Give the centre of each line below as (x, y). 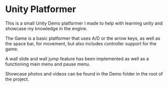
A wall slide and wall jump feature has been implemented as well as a (77, 58)
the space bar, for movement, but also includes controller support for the (81, 43)
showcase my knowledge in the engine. (46, 28)
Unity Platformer (41, 9)
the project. (17, 79)
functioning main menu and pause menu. (48, 64)
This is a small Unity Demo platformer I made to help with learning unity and (84, 23)
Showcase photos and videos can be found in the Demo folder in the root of (84, 73)
